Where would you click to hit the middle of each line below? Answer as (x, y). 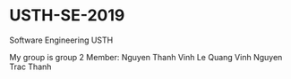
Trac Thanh (30, 67)
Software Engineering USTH (61, 40)
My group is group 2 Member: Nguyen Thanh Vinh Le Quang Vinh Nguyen (146, 57)
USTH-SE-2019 (67, 16)
